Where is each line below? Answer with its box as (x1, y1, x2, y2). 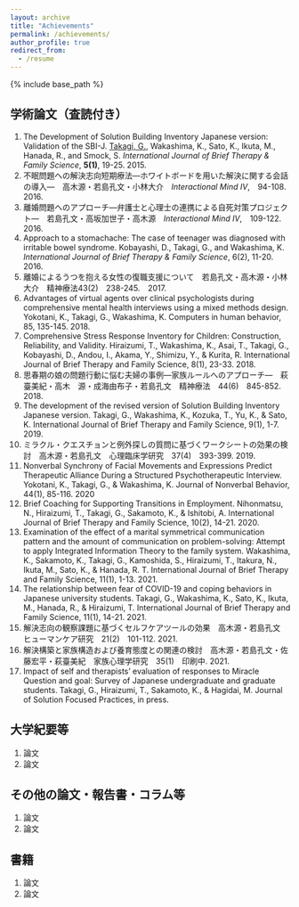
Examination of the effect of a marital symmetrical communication (22, 527, 265, 537)
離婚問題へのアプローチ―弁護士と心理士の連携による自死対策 (22, 201, 250, 212)
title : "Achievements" (10, 21, 94, 30)
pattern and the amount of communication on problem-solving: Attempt (22, 535, 286, 546)
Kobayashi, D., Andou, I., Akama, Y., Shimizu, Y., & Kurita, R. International (22, 349, 290, 360)
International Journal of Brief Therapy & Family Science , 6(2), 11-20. (22, 251, 274, 262)
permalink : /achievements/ (10, 29, 110, 38)
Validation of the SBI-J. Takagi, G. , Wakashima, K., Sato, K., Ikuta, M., (22, 140, 276, 151)
